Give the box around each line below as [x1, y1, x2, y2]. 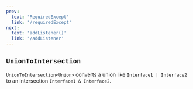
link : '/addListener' [11, 35, 64, 41]
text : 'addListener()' [11, 30, 67, 36]
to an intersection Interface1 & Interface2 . [6, 77, 112, 84]
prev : [6, 8, 19, 15]
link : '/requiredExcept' [11, 19, 72, 25]
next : [6, 24, 19, 31]
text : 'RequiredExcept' [11, 14, 69, 20]
